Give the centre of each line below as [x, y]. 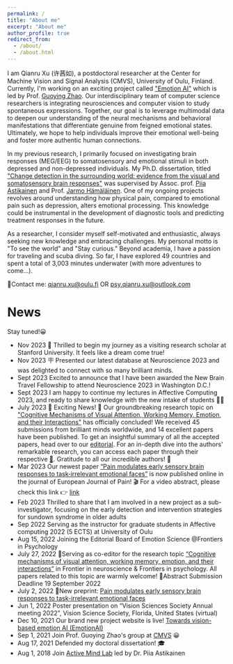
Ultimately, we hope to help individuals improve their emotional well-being [113, 132]
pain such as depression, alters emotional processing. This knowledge [108, 205]
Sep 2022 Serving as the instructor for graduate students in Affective [116, 524]
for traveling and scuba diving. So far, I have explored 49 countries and [109, 255]
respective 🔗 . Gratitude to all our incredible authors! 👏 [94, 459]
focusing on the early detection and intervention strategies [138, 509]
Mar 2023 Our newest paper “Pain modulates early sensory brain [111, 466]
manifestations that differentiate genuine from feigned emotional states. [110, 125]
